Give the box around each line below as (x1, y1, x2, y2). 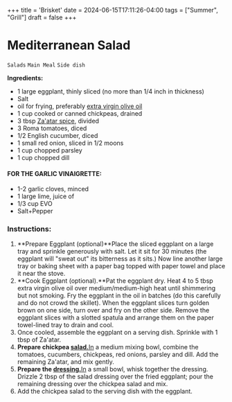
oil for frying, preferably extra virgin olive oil (17, 102, 143, 110)
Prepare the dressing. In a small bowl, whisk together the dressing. (17, 365, 208, 374)
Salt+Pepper (17, 207, 53, 216)
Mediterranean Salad (7, 37, 131, 53)
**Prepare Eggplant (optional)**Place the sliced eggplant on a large (17, 240, 214, 248)
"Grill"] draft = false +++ (7, 13, 77, 21)
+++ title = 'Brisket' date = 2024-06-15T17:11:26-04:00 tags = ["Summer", (7, 6, 218, 14)
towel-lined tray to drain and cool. (17, 321, 114, 329)
